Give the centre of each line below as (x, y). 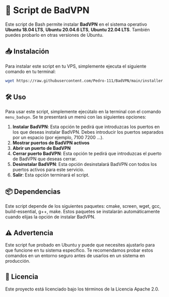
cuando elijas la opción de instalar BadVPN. (50, 217)
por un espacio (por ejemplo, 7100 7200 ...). (58, 138)
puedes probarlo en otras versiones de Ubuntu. (54, 35)
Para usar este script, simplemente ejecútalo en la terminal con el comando (83, 112)
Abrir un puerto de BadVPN (42, 148)
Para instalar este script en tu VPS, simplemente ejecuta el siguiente (76, 66)
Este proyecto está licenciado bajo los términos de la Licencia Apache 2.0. (82, 289)
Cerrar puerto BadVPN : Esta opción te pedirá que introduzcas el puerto (87, 154)
